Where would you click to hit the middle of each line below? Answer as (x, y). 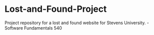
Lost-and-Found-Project (56, 9)
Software (14, 28)
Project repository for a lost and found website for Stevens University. (75, 23)
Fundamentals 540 (43, 28)
